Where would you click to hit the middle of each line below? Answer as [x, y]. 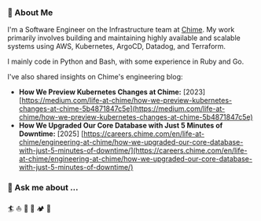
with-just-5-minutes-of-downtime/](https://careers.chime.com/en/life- [133, 151]
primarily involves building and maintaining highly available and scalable [124, 38]
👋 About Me [30, 13]
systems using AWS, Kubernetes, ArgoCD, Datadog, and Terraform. [116, 46]
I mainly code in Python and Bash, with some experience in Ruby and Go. [126, 61]
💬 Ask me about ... [43, 188]
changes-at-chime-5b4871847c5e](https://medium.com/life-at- [122, 109]
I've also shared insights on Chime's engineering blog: [95, 77]
